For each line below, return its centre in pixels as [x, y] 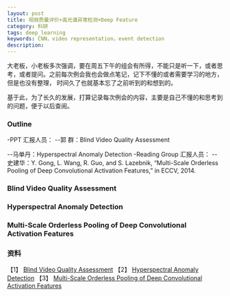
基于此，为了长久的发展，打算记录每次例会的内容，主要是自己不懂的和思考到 [115, 97]
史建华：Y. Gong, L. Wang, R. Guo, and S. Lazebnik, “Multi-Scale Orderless [113, 163]
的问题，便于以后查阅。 [40, 106]
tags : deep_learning [37, 33]
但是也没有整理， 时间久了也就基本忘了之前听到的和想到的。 [92, 83]
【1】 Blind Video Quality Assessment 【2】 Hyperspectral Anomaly [103, 270]
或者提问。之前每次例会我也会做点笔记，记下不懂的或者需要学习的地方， [121, 74]
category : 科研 [28, 26]
